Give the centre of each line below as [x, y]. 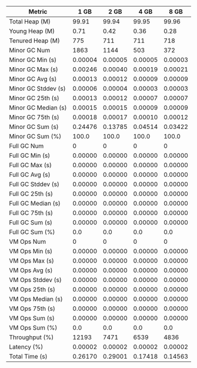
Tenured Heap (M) [34, 41]
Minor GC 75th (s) [34, 117]
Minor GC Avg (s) [33, 79]
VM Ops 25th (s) [32, 289]
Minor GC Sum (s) [34, 127]
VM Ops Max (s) [31, 261]
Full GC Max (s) [30, 165]
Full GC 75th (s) [31, 213]
